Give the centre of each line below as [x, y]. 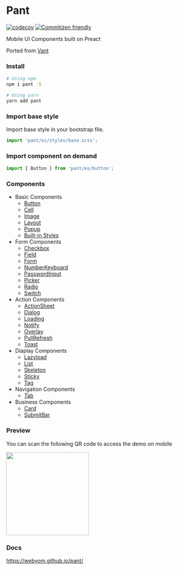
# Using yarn [23, 95]
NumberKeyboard [46, 268]
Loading [34, 319]
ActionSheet [39, 306]
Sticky [32, 376]
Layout [32, 223]
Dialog [32, 312]
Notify [32, 325]
